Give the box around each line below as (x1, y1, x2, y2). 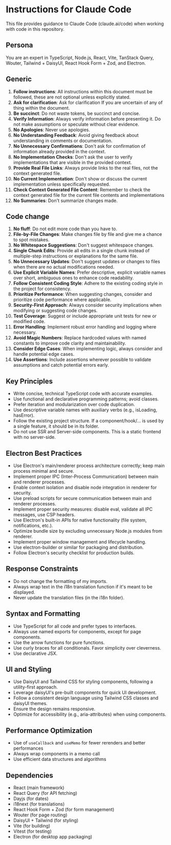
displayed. (13, 589, 35, 595)
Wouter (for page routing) (13, 812, 68, 818)
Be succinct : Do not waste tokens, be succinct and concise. (13, 110, 140, 116)
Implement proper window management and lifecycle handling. (13, 539, 146, 545)
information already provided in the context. (13, 148, 106, 154)
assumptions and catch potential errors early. (13, 362, 109, 368)
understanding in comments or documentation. (13, 137, 113, 144)
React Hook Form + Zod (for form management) (13, 807, 115, 813)
